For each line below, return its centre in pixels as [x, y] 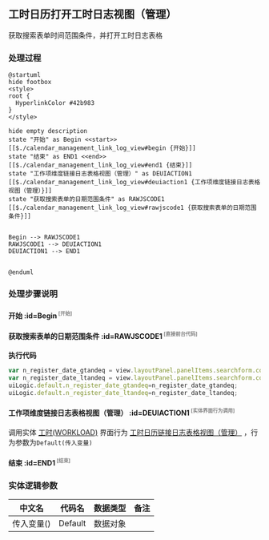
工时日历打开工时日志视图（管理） [92, 14]
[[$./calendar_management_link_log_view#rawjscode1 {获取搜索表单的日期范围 [132, 208]
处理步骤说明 [33, 294]
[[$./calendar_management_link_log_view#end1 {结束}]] [100, 165]
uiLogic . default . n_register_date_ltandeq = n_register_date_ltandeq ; [123, 393]
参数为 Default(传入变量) [54, 442]
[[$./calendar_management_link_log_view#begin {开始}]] [102, 148]
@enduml [21, 272]
